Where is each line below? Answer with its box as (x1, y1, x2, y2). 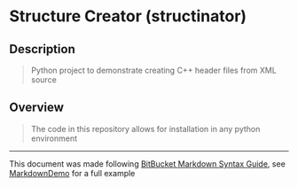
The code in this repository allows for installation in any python (30, 123, 261, 134)
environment (30, 133, 78, 144)
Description (9, 42, 75, 57)
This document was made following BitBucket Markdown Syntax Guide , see (9, 158, 286, 169)
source (30, 74, 58, 85)
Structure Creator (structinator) (9, 6, 247, 27)
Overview (9, 100, 65, 115)
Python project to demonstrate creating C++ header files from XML (30, 65, 277, 75)
